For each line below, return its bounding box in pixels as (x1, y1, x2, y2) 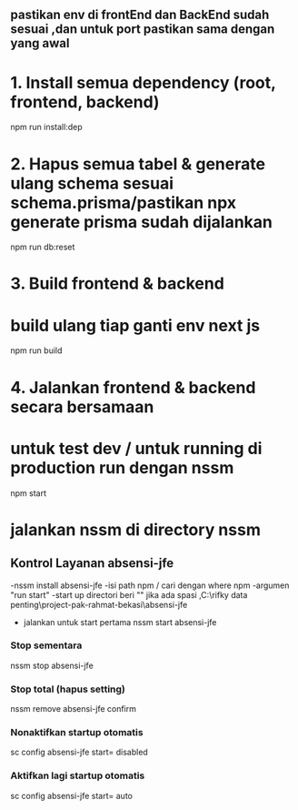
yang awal (10, 35, 70, 51)
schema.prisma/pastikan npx (10, 192, 237, 213)
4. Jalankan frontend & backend (10, 377, 256, 398)
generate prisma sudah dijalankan (10, 211, 273, 232)
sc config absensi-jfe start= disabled (10, 746, 148, 758)
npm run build (10, 345, 63, 356)
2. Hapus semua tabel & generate (10, 154, 266, 174)
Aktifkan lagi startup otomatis (10, 769, 145, 782)
